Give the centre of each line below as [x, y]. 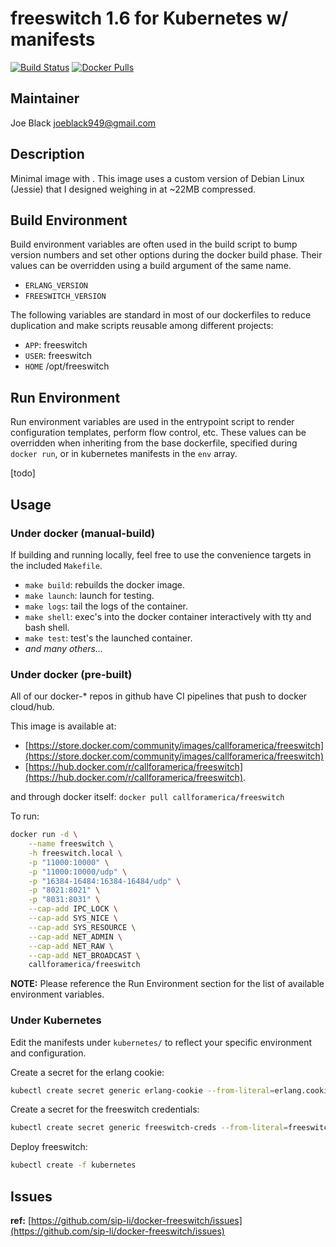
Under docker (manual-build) [83, 533]
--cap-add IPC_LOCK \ [73, 909]
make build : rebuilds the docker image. [105, 584]
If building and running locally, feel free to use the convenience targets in [161, 554]
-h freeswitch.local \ [75, 853]
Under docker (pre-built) [71, 674]
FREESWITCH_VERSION [65, 297]
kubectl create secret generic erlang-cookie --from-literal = [142, 1090]
